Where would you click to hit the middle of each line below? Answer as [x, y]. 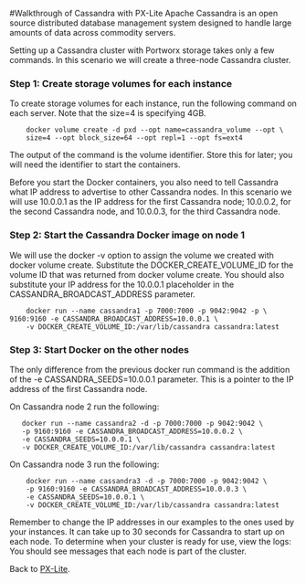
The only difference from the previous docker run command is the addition [150, 369]
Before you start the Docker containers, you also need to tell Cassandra [144, 183]
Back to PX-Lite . [40, 568]
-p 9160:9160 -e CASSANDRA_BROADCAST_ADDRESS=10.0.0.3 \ [137, 489]
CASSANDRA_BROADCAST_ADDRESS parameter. [103, 294]
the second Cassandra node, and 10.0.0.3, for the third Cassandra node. [145, 212]
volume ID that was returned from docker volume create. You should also [147, 274]
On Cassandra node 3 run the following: [84, 464]
